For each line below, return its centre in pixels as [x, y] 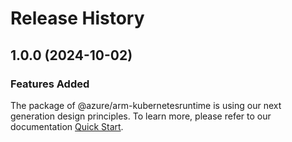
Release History [77, 18]
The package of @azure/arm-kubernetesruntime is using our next [146, 105]
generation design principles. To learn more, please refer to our [141, 116]
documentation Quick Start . [67, 126]
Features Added [50, 84]
